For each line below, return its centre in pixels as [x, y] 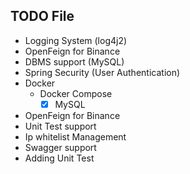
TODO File [42, 16]
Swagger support [60, 147]
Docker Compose [76, 93]
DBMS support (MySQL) [74, 61]
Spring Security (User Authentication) [102, 72]
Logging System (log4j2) [76, 40]
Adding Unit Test [59, 158]
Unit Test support [60, 126]
